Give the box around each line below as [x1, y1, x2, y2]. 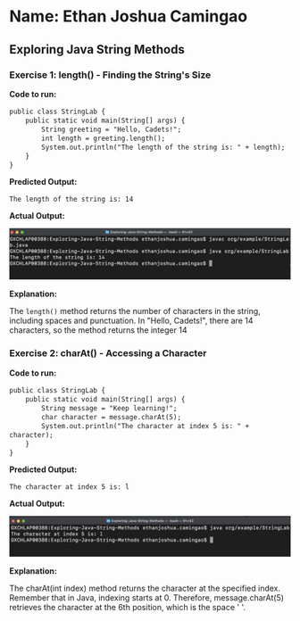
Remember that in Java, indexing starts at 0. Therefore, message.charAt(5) [9, 592, 284, 603]
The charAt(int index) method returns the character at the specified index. [9, 583, 281, 593]
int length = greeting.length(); [41, 134, 166, 143]
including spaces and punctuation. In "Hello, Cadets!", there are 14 [9, 315, 254, 327]
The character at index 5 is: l [9, 482, 129, 492]
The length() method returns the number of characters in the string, [9, 306, 261, 317]
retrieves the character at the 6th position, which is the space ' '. [9, 601, 246, 612]
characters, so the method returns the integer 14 [9, 325, 187, 335]
